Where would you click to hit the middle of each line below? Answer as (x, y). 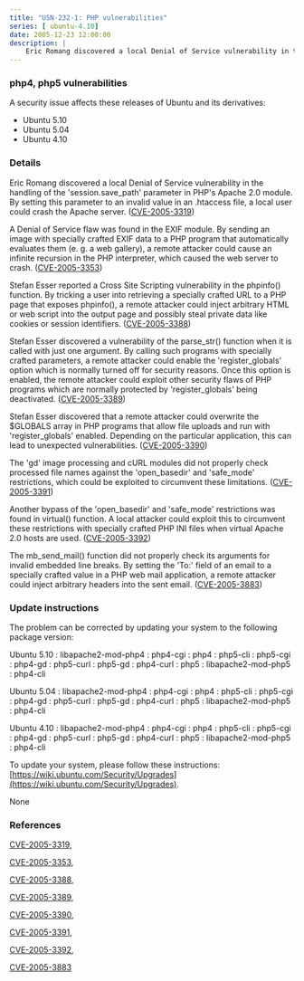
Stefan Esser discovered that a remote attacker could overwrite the (134, 416)
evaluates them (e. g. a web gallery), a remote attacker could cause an (141, 248)
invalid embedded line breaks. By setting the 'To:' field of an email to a (140, 565)
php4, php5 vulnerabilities (69, 83)
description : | (38, 43)
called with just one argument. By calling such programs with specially (141, 350)
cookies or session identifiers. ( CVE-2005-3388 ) (100, 323)
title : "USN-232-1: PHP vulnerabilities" (89, 18)
